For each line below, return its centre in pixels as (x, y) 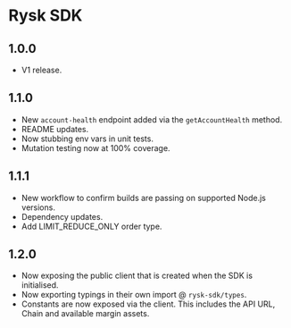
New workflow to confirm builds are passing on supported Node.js (144, 198)
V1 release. (42, 70)
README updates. (55, 129)
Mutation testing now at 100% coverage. (96, 147)
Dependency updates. (62, 216)
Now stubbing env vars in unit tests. (87, 139)
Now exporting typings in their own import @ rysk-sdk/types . (134, 295)
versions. (38, 207)
